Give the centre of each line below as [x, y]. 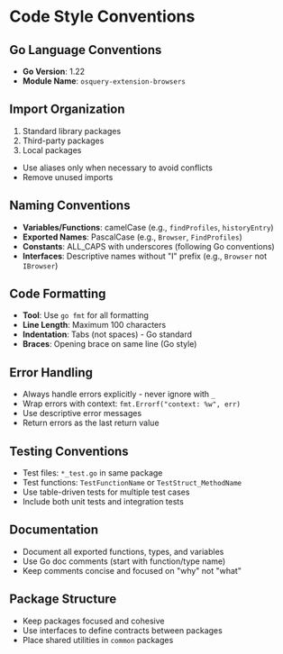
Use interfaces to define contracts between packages [122, 630]
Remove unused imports [68, 177]
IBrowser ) [40, 265]
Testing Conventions [69, 451]
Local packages [52, 150]
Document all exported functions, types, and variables [123, 551]
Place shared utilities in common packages [98, 640]
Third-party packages [63, 141]
